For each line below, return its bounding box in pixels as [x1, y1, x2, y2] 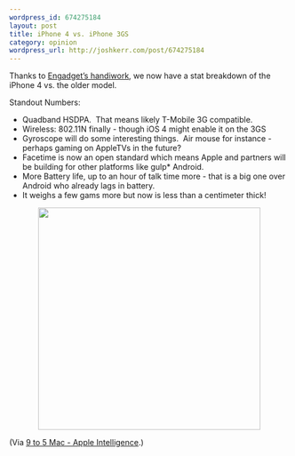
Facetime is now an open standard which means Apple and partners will [21, 152, 286, 163]
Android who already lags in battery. [21, 180, 155, 191]
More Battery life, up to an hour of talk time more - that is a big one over [21, 171, 286, 182]
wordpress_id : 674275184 [9, 12, 101, 22]
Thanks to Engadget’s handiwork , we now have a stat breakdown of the [9, 70, 271, 81]
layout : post [9, 21, 58, 30]
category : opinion [9, 37, 77, 47]
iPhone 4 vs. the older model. [9, 80, 117, 91]
